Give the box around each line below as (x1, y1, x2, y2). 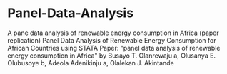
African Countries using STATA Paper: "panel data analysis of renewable (7, 43, 221, 52)
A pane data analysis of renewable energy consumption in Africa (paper (7, 28, 219, 37)
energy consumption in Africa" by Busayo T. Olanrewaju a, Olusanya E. (7, 51, 216, 60)
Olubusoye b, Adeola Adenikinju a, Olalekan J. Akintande (7, 58, 175, 67)
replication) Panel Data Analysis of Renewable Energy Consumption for (7, 36, 216, 44)
